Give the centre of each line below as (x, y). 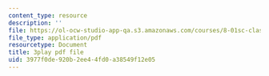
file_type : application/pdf (55, 38)
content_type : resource (48, 15)
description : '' (35, 23)
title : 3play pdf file (46, 52)
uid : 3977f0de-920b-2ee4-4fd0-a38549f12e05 (82, 60)
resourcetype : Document (48, 45)
